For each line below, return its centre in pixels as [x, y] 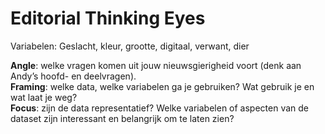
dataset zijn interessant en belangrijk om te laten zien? [122, 118]
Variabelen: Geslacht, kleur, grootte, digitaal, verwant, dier [130, 46]
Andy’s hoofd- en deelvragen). [73, 76]
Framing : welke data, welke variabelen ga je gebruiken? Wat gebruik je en [162, 86]
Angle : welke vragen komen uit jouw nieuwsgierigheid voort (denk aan [156, 65]
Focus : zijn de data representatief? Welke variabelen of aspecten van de [160, 108]
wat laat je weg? [44, 97]
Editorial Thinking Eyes [108, 18]
